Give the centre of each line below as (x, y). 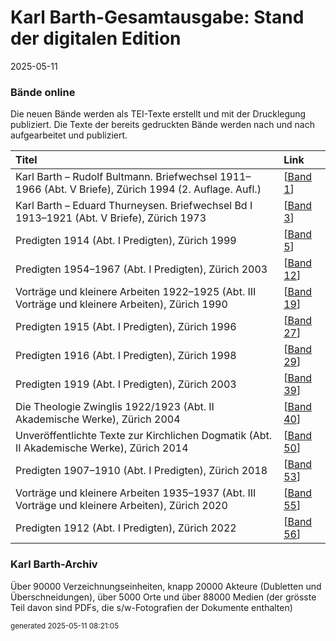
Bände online (43, 92)
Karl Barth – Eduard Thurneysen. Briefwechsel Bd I (134, 206)
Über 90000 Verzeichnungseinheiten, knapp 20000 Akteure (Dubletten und (166, 586)
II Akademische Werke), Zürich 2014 (102, 448)
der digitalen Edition (96, 38)
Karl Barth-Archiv (54, 564)
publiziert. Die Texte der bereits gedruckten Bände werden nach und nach (162, 125)
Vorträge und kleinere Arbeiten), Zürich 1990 (121, 304)
